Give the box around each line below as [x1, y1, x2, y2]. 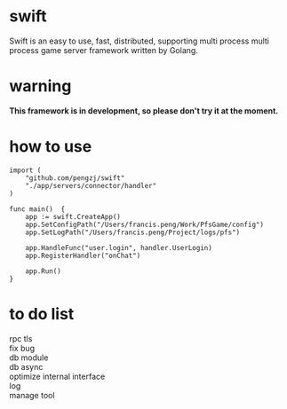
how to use [9, 137, 92, 157]
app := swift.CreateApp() [25, 212, 122, 221]
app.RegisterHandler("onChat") [25, 251, 141, 260]
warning [9, 76, 72, 97]
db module [9, 352, 49, 363]
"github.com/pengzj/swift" [25, 173, 125, 183]
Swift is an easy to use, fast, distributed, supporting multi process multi [9, 35, 269, 46]
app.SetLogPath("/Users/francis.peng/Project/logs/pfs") [25, 228, 241, 237]
